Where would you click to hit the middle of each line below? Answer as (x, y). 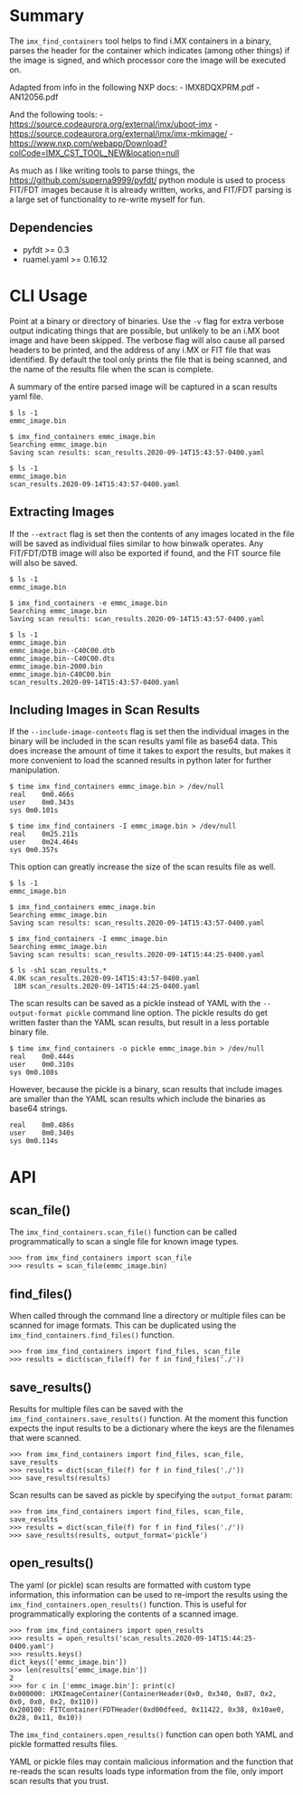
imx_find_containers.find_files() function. (92, 1335)
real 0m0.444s (42, 1057)
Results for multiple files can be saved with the (96, 1408)
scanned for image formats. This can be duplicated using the (123, 1325)
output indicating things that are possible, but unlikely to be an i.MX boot (145, 331)
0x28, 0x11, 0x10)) (46, 1717)
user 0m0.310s (42, 1065)
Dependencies (51, 228)
